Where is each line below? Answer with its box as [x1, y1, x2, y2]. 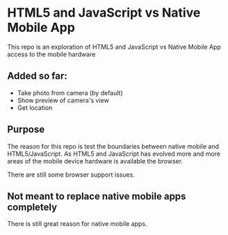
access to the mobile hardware [7, 50, 96, 58]
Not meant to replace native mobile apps [7, 190, 186, 202]
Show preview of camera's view [17, 96, 109, 104]
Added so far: [7, 70, 67, 82]
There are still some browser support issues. [7, 170, 136, 179]
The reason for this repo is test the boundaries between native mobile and [7, 142, 219, 150]
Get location [17, 103, 53, 112]
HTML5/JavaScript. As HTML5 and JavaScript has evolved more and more [7, 149, 221, 158]
